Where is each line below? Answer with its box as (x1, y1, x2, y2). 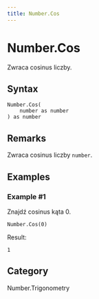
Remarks (7, 133, 47, 144)
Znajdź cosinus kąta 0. (7, 207, 71, 216)
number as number (19, 108, 69, 114)
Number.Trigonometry (7, 284, 70, 292)
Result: (7, 233, 27, 241)
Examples (7, 171, 50, 182)
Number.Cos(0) (7, 221, 48, 228)
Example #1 (7, 191, 46, 201)
